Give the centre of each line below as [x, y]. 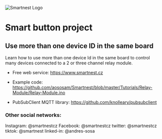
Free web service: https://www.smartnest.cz [57, 72]
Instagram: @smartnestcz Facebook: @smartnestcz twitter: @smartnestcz [81, 126]
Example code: [27, 82]
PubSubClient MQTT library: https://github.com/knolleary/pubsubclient [84, 102]
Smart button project [49, 28]
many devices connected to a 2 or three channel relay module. [69, 63]
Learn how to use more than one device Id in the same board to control [78, 58]
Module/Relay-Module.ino [39, 93]
